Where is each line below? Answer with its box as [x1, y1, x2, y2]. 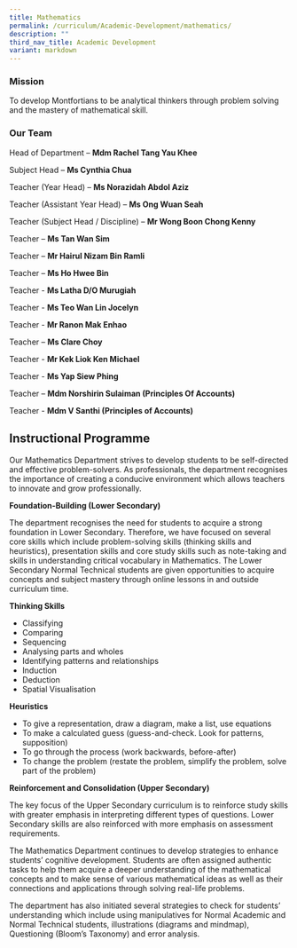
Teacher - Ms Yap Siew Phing [9, 370, 119, 382]
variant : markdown [9, 46, 77, 55]
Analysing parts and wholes [21, 645, 124, 657]
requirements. [9, 827, 60, 839]
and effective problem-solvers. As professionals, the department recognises [9, 463, 288, 475]
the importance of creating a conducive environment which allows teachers [9, 473, 285, 484]
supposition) [21, 737, 68, 747]
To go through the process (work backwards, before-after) [21, 747, 237, 757]
